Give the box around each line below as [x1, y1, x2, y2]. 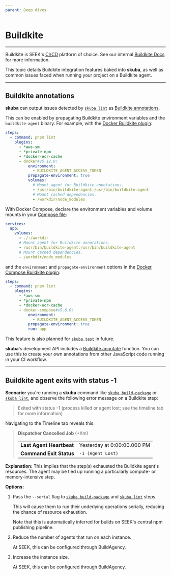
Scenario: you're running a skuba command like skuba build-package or [5, 389, 157, 396]
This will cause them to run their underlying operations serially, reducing [12, 504, 164, 510]
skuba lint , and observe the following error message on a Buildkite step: [5, 395, 159, 401]
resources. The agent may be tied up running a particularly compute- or [5, 468, 156, 474]
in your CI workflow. [5, 356, 47, 363]
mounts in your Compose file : [5, 211, 67, 218]
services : [5, 221, 26, 226]
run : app [27, 326, 47, 332]
